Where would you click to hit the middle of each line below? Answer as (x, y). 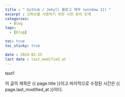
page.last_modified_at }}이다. (34, 89)
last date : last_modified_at (36, 59)
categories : (17, 19)
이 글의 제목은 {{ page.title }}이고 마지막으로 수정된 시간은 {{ (62, 83)
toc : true (15, 41)
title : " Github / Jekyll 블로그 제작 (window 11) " (58, 10)
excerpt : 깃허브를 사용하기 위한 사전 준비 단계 (48, 14)
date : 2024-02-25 (24, 54)
